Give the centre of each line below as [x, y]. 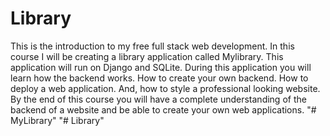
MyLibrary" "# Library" [57, 120]
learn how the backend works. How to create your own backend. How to [159, 78]
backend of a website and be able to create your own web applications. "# [163, 109]
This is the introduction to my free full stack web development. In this [152, 46]
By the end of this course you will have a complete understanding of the [158, 99]
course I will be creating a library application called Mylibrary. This [147, 56]
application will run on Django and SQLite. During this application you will [161, 67]
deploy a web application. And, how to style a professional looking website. [165, 88]
